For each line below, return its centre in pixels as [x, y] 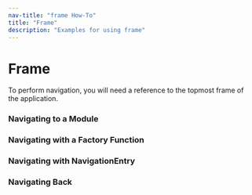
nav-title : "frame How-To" [52, 15]
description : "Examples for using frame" [77, 30]
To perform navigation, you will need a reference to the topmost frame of [126, 90]
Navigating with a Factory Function [77, 140]
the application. [33, 99]
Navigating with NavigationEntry [72, 161]
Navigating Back [40, 182]
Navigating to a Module [53, 119]
